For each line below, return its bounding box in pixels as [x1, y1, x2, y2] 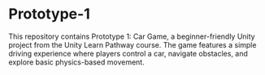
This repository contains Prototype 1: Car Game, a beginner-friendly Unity [8, 31, 255, 41]
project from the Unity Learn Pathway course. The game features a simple [8, 40, 257, 49]
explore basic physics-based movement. [8, 57, 145, 67]
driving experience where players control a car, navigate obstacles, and [8, 48, 248, 58]
